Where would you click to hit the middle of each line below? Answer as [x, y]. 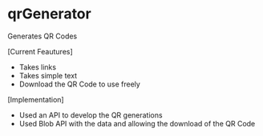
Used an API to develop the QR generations [91, 115]
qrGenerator [49, 14]
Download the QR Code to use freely [80, 84]
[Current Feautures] [40, 51]
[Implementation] [36, 99]
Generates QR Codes [42, 36]
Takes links [38, 67]
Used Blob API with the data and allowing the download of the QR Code [137, 123]
